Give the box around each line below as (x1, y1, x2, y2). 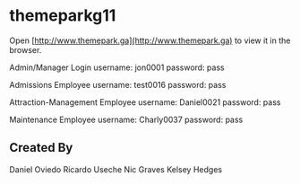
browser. (9, 44, 42, 55)
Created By (9, 140, 73, 155)
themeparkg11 (9, 5, 116, 26)
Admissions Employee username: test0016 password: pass (9, 79, 227, 90)
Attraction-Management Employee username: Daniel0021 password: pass (9, 96, 281, 108)
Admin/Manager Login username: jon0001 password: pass (9, 62, 226, 73)
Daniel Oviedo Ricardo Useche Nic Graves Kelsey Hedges (9, 163, 222, 175)
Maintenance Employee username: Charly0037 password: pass (9, 114, 244, 125)
